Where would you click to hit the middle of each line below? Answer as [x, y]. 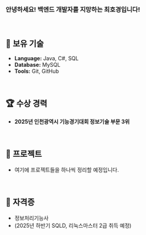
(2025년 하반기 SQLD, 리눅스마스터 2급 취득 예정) [73, 225]
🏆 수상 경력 [26, 103]
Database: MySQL [37, 65]
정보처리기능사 [31, 218]
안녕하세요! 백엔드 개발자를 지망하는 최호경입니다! [73, 9]
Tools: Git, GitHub [37, 71]
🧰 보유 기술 [25, 43]
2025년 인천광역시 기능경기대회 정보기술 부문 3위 [72, 121]
